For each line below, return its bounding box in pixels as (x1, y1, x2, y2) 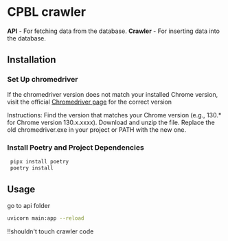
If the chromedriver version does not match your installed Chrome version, (7, 90, 218, 98)
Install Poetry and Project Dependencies (7, 142, 144, 152)
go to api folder (7, 202, 51, 210)
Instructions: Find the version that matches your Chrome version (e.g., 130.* (7, 111, 222, 119)
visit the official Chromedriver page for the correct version (7, 97, 172, 106)
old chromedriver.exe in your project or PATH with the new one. (7, 125, 187, 134)
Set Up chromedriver (7, 75, 78, 84)
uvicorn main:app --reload (7, 215, 84, 222)
